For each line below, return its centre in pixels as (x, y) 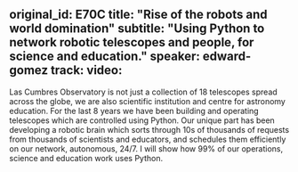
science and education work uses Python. (86, 158)
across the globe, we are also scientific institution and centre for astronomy (148, 101)
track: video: (86, 70)
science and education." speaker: (105, 57)
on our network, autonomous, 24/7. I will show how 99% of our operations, (146, 148)
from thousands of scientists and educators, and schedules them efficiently (148, 139)
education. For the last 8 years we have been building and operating (134, 111)
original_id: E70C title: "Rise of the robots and (138, 15)
